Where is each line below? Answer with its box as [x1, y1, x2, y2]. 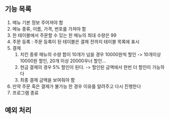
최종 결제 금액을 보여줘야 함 [20, 77, 75, 83]
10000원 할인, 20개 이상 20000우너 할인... [20, 58, 106, 64]
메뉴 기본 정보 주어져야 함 [12, 19, 64, 26]
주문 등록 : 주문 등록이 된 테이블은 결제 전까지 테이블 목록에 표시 [12, 38, 140, 44]
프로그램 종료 [12, 89, 39, 96]
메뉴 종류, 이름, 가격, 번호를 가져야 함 [12, 26, 86, 32]
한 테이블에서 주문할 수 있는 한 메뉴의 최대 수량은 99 [12, 32, 117, 38]
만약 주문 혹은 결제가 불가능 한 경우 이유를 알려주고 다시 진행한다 [12, 83, 141, 89]
